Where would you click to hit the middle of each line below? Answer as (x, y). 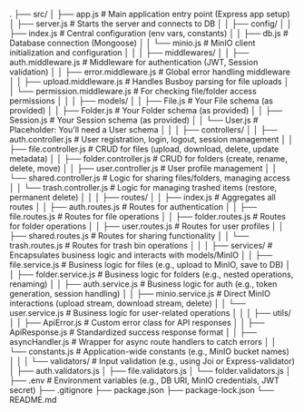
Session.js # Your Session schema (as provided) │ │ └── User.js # (134, 120)
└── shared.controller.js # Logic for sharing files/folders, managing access (150, 178)
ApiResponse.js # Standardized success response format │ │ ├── (133, 332)
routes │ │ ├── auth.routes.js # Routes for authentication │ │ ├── (133, 207)
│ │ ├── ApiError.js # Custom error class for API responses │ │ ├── (137, 323)
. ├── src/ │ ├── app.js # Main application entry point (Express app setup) (150, 14)
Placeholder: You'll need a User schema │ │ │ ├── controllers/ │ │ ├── (144, 130)
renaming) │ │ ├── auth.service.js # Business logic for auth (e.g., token (143, 284)
